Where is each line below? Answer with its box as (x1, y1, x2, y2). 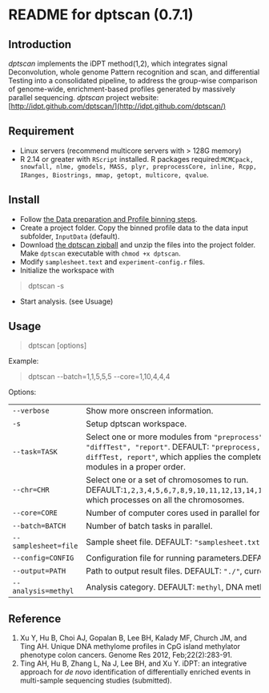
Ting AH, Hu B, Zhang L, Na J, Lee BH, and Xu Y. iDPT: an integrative (19, 659, 247, 668)
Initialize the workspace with (19, 265, 114, 275)
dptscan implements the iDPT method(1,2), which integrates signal (8, 58, 228, 68)
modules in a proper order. (85, 461, 187, 473)
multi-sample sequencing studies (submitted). (19, 675, 172, 686)
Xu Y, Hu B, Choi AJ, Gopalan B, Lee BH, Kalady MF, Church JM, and (19, 633, 247, 643)
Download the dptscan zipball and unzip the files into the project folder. (19, 240, 256, 249)
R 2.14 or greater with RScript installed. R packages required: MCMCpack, (19, 154, 254, 163)
